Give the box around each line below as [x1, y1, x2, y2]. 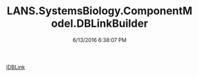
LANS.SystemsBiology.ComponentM [7, 4, 193, 18]
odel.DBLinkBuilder [51, 17, 148, 30]
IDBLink [6, 64, 25, 71]
